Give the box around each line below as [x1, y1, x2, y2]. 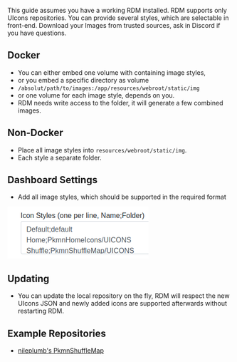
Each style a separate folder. [17, 153, 102, 162]
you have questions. [7, 29, 67, 37]
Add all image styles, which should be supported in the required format [17, 192, 226, 202]
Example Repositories [7, 327, 107, 339]
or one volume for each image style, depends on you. [17, 90, 175, 99]
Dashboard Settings [7, 174, 98, 186]
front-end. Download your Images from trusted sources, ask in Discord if [7, 21, 221, 29]
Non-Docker [7, 127, 63, 139]
